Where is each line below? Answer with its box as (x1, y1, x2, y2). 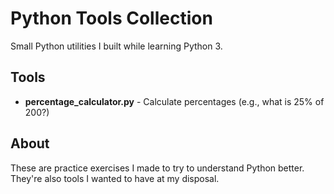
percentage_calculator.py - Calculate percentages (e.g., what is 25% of (24, 95, 325, 107)
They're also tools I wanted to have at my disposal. (10, 172, 220, 184)
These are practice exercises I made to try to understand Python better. (10, 162, 305, 174)
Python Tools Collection (10, 7, 213, 30)
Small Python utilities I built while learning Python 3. (10, 40, 223, 52)
